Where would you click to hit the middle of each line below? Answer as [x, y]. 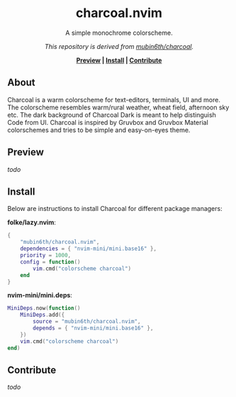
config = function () [50, 262]
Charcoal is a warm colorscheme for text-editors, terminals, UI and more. [114, 99]
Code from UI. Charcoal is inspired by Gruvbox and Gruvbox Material [108, 122]
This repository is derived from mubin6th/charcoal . [119, 46]
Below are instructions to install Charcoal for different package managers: [115, 209]
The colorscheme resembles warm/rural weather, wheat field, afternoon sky [118, 107]
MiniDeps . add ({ [43, 315]
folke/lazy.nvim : [32, 222]
